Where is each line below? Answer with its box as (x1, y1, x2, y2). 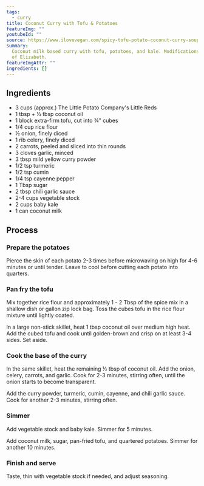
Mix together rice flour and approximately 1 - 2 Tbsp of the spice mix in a (6, 299, 189, 306)
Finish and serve (6, 459, 56, 467)
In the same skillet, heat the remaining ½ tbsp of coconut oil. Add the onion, (6, 365, 195, 372)
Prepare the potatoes (6, 243, 70, 252)
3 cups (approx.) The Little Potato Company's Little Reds (15, 104, 157, 111)
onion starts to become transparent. (6, 378, 97, 386)
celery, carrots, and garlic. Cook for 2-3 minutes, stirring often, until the (6, 372, 185, 379)
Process (6, 225, 38, 235)
